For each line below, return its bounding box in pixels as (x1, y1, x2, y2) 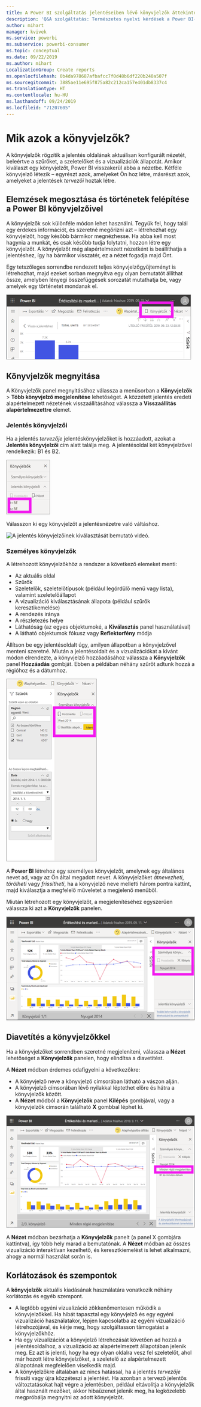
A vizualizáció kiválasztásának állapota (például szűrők (14, 597, 151, 605)
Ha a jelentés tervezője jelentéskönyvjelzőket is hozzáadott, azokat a (6, 435, 176, 442)
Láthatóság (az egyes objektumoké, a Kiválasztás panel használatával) (14, 623, 191, 630)
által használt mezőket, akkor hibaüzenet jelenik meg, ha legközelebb (14, 1387, 187, 1394)
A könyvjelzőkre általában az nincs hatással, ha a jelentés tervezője (14, 1368, 181, 1376)
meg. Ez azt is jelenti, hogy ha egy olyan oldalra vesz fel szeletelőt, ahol (14, 1349, 192, 1357)
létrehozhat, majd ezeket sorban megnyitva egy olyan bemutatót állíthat (6, 269, 183, 276)
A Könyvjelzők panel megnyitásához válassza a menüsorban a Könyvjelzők (6, 387, 193, 394)
